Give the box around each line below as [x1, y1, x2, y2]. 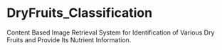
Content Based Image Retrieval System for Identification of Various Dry [6, 28, 215, 37]
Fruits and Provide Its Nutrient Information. [6, 35, 132, 44]
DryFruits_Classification [6, 5, 153, 21]
